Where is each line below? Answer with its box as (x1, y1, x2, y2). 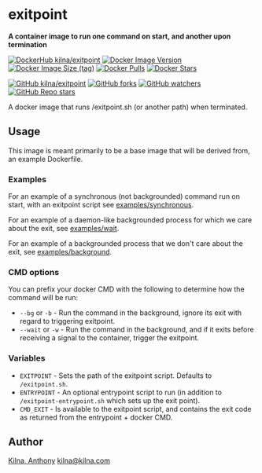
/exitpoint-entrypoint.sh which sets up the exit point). (19, 395, 201, 405)
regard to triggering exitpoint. (19, 317, 116, 326)
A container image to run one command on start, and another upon (8, 31, 231, 41)
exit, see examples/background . (8, 247, 113, 257)
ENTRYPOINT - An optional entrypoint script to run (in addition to (19, 387, 223, 397)
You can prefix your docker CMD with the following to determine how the (8, 284, 245, 294)
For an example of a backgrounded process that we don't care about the (8, 239, 244, 248)
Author (8, 435, 43, 449)
